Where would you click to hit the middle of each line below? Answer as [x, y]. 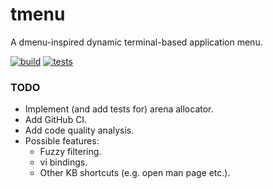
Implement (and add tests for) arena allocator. [119, 109]
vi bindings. [63, 162]
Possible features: [62, 141]
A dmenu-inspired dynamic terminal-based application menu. [136, 42]
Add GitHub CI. [56, 120]
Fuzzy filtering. [70, 152]
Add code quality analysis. [79, 130]
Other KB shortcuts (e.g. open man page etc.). [135, 173]
